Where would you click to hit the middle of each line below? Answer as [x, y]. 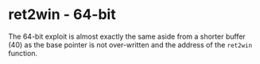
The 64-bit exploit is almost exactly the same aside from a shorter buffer [127, 36]
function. [23, 53]
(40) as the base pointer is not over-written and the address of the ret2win [130, 44]
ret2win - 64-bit [62, 15]
